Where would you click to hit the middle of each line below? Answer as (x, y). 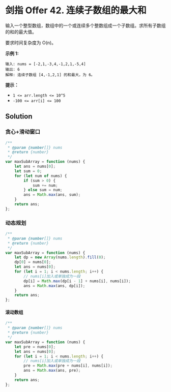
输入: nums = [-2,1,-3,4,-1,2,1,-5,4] (46, 64)
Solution (19, 117)
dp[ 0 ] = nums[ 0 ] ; (33, 262)
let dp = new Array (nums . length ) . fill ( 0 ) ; (60, 257)
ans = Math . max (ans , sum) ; (52, 195)
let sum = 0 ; (28, 171)
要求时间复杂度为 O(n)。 (31, 42)
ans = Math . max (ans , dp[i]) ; (54, 286)
